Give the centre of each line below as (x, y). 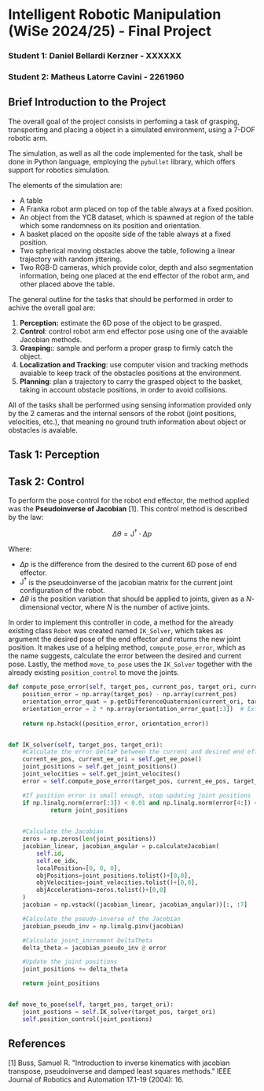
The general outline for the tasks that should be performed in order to (121, 299)
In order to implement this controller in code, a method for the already (121, 622)
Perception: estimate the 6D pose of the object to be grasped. (121, 323)
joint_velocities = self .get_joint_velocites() (101, 774)
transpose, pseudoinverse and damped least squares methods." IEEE (120, 1071)
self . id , (51, 853)
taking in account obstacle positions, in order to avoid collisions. (123, 389)
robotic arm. (28, 138)
